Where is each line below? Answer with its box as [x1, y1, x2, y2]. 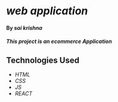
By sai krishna [6, 24, 43, 31]
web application [6, 4, 88, 18]
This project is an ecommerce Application [6, 38, 112, 45]
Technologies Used [6, 55, 79, 65]
